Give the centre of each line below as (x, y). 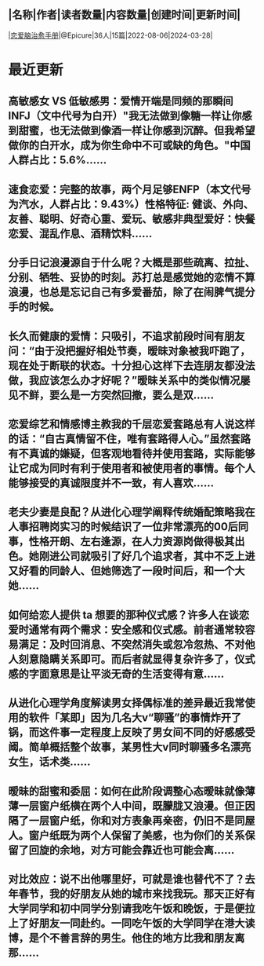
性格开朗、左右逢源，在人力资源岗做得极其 (132, 542)
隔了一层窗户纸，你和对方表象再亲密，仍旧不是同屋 (132, 820)
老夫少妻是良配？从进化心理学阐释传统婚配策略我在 (132, 512)
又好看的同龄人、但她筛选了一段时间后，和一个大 (127, 571)
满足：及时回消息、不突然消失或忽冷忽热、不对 (132, 644)
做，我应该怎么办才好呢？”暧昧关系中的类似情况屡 (129, 380)
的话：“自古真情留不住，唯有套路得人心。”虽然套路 (130, 439)
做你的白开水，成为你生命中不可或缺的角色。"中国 (129, 146)
